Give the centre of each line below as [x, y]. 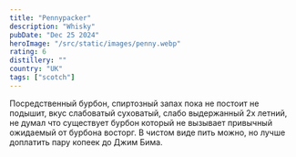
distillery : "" [38, 60]
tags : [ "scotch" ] [42, 78]
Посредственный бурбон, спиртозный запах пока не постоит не [134, 103]
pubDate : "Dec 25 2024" [55, 35]
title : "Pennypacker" [51, 18]
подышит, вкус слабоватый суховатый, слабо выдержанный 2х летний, [148, 113]
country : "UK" [36, 69]
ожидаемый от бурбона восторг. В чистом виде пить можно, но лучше [148, 132]
